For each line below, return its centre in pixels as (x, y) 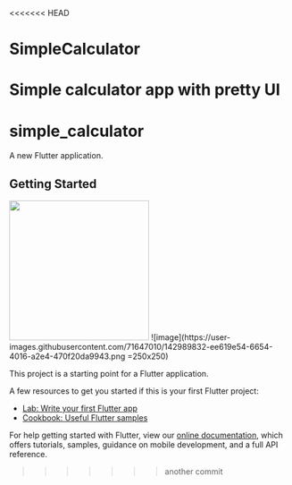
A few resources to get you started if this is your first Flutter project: (134, 391)
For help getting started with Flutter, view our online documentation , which (146, 435)
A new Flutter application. (56, 156)
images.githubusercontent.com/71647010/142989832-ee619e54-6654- (141, 347)
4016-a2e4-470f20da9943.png (67, 356)
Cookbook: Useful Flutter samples (85, 418)
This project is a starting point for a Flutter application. (109, 374)
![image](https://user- (190, 337)
